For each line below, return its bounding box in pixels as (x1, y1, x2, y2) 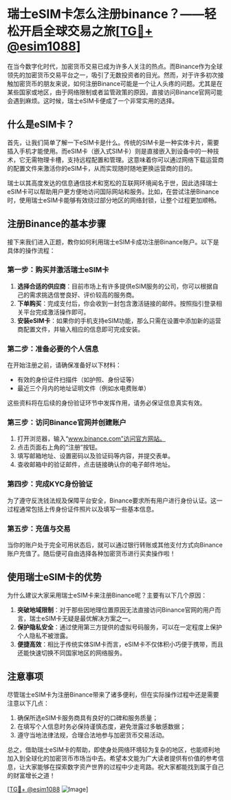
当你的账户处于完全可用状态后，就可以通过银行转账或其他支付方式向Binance (7, 541, 223, 549)
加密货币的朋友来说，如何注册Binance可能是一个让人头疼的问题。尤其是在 (12, 79, 223, 87)
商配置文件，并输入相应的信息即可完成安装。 (16, 325, 144, 333)
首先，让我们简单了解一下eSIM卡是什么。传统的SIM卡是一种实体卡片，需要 (7, 138, 219, 147)
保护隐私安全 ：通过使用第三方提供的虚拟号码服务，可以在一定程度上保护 (16, 622, 222, 631)
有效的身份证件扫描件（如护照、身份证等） (16, 376, 138, 384)
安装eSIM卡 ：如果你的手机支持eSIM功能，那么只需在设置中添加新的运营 (16, 316, 221, 324)
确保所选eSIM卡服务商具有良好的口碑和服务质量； (16, 713, 159, 722)
